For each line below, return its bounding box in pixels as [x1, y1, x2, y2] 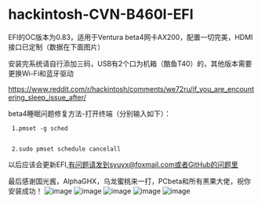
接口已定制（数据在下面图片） [8, 42, 104, 52]
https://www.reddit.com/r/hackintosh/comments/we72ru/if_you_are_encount [8, 84, 255, 93]
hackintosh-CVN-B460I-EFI [8, 5, 194, 24]
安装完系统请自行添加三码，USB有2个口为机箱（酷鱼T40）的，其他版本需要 [8, 59, 253, 68]
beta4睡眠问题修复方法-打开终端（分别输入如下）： [8, 108, 171, 118]
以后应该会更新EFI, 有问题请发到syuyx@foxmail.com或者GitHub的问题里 [8, 159, 238, 169]
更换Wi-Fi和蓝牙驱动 [8, 68, 75, 78]
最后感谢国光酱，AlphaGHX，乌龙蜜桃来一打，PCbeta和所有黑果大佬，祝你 [8, 176, 251, 186]
